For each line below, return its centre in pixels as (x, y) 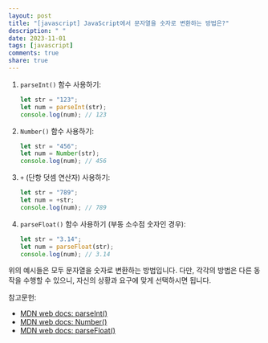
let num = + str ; (47, 200)
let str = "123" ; (49, 100)
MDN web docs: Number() (63, 322)
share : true (28, 61)
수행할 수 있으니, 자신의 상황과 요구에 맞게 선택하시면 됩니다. (117, 280)
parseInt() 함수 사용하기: (61, 84)
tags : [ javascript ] (41, 46)
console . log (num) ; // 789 (63, 207)
